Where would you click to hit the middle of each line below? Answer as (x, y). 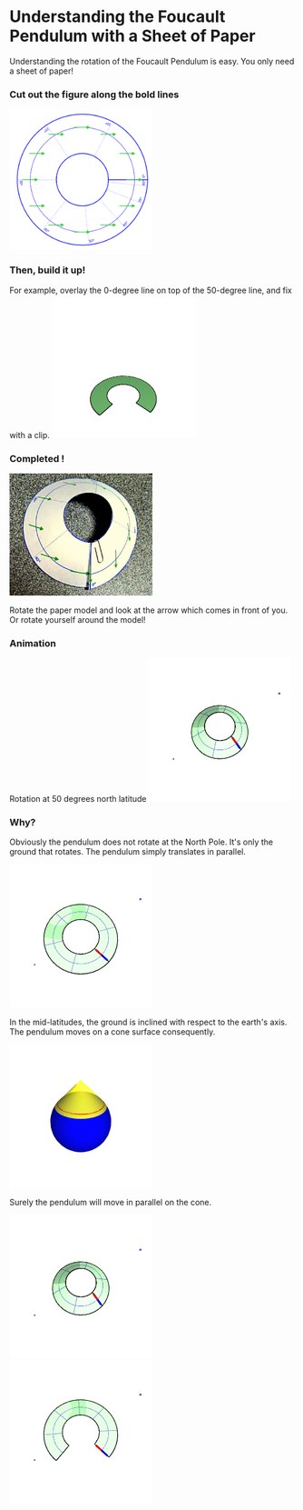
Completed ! (37, 458)
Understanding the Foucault (117, 17)
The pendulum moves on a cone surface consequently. (112, 1031)
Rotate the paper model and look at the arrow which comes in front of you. (149, 610)
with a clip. (29, 435)
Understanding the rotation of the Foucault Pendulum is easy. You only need (152, 61)
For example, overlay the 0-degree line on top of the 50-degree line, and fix (151, 290)
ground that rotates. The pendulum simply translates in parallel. (128, 851)
